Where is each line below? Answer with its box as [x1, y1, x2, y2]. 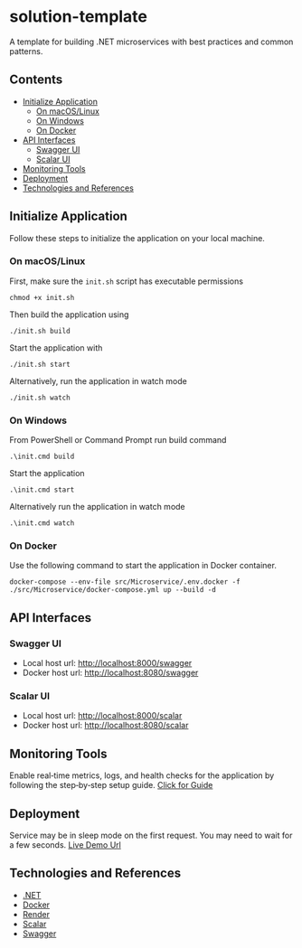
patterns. [9, 45, 43, 56]
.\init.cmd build [9, 452, 75, 462]
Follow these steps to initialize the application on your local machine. [9, 232, 265, 243]
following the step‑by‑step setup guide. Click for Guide [9, 780, 213, 791]
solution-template [9, 6, 147, 27]
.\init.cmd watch [9, 519, 75, 528]
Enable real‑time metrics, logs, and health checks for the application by [9, 770, 275, 781]
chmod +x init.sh [9, 293, 75, 302]
